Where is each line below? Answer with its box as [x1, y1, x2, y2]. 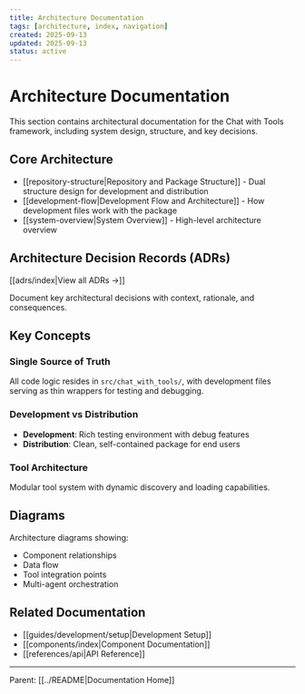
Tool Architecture [9, 461, 89, 474]
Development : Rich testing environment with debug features [22, 428, 250, 440]
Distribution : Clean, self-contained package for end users [22, 438, 241, 449]
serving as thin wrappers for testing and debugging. [9, 386, 204, 396]
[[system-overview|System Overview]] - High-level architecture [22, 214, 261, 225]
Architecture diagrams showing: [9, 532, 129, 542]
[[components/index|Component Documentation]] [22, 639, 211, 650]
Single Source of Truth [9, 356, 111, 367]
